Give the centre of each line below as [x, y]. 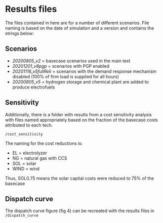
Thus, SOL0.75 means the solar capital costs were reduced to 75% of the [80, 178]
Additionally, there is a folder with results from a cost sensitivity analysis [79, 114]
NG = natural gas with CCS [40, 158]
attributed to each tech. [29, 125]
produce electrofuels [34, 87]
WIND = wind [26, 169]
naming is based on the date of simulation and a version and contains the [80, 28]
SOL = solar [24, 163]
